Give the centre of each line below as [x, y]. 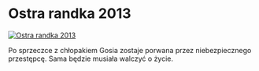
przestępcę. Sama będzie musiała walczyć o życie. [91, 59]
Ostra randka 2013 [70, 14]
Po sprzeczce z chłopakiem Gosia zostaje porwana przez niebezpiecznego [130, 50]
